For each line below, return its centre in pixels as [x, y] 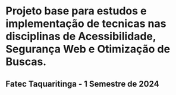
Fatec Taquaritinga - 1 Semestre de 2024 [82, 84]
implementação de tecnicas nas [86, 24]
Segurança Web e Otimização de [88, 49]
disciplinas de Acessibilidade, [81, 36]
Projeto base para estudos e [76, 11]
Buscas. [26, 62]
